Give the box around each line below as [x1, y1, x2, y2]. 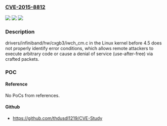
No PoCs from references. [5, 92, 60, 98]
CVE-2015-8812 [5, 4, 46, 11]
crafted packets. [5, 56, 39, 62]
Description [5, 28, 35, 35]
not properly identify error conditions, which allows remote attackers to [5, 45, 154, 51]
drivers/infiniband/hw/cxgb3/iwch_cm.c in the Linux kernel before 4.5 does [5, 39, 162, 46]
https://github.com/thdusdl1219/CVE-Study [12, 115, 103, 121]
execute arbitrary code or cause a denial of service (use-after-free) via [5, 51, 153, 57]
